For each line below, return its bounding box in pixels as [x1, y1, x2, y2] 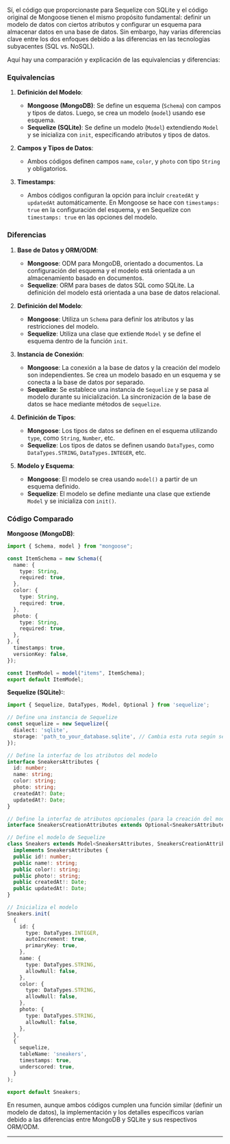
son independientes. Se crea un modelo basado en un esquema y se [27, 371, 221, 379]
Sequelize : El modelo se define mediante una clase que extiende [27, 489, 211, 498]
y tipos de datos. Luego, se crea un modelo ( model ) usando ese [27, 109, 205, 117]
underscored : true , [19, 1063, 75, 1070]
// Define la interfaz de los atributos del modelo [7, 751, 157, 759]
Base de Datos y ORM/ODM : [16, 246, 99, 254]
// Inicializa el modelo [7, 904, 78, 911]
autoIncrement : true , [25, 936, 88, 943]
